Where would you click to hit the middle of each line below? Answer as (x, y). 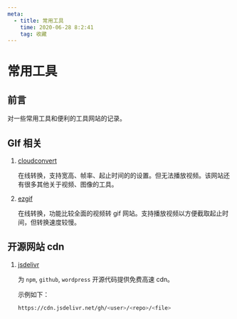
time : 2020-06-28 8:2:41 (57, 27)
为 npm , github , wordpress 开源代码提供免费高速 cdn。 (96, 279)
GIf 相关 (25, 143)
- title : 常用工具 (39, 21)
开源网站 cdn (36, 247)
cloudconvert (37, 161)
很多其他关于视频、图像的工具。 (71, 184)
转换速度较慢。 (58, 223)
